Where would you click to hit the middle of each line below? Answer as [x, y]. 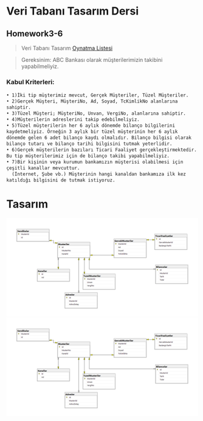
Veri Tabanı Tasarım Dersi [73, 11]
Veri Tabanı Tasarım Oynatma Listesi [67, 48]
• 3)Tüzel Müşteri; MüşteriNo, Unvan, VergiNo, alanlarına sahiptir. [96, 113]
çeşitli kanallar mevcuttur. [43, 168]
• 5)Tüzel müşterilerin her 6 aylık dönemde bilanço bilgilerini [91, 126]
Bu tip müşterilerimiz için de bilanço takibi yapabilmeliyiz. [88, 156]
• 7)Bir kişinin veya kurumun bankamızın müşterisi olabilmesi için [95, 162]
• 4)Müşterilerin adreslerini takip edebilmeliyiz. [73, 120]
